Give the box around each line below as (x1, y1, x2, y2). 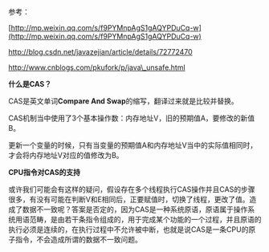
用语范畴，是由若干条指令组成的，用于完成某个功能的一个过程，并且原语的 (14, 215, 262, 224)
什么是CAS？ (8, 79, 52, 88)
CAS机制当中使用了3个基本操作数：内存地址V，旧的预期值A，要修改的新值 (8, 113, 255, 123)
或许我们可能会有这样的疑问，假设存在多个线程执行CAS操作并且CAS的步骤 (8, 185, 255, 194)
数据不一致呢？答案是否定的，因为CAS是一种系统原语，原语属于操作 (22, 205, 248, 214)
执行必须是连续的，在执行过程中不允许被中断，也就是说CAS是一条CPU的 (8, 225, 249, 234)
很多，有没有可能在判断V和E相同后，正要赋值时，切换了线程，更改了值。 (8, 195, 251, 204)
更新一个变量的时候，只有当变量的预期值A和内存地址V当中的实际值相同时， (8, 140, 258, 150)
